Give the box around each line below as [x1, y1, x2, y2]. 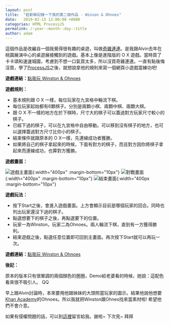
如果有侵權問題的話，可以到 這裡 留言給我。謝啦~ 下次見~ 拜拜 [5, 313, 134, 319]
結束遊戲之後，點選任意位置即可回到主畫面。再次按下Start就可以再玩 [12, 234, 156, 240]
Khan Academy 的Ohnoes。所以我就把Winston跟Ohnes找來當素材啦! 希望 [5, 296, 158, 302]
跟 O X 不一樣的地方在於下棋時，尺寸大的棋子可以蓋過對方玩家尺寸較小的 [12, 110, 165, 116]
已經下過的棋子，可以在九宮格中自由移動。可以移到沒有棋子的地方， [12, 122, 155, 128]
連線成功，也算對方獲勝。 [26, 148, 79, 154]
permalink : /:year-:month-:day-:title [5, 26, 87, 31]
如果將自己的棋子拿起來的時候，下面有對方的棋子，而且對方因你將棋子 [12, 141, 159, 147]
